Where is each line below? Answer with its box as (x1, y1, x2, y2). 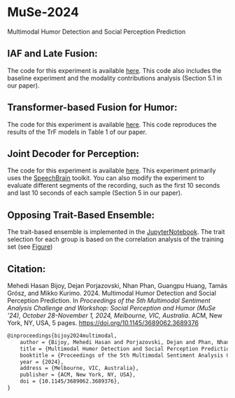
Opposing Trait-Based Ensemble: (7, 209, 155, 221)
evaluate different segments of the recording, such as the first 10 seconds (7, 181, 220, 190)
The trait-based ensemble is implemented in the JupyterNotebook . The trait (7, 228, 225, 236)
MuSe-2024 (7, 4, 79, 20)
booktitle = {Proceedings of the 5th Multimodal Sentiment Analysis (20, 352, 224, 359)
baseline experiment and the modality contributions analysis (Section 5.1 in (7, 74, 222, 82)
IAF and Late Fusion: (7, 48, 98, 60)
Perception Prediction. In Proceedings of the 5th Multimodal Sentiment (7, 296, 211, 305)
